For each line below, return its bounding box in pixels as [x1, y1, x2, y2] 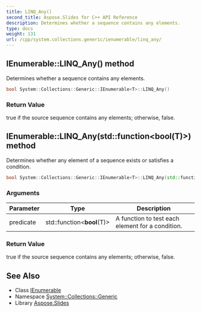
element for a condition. [115, 222, 182, 230]
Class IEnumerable [14, 287, 62, 294]
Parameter [9, 204, 40, 213]
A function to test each [115, 214, 179, 222]
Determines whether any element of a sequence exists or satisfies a [6, 156, 173, 163]
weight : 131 [6, 31, 36, 37]
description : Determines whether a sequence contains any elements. [6, 20, 181, 26]
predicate [9, 218, 36, 226]
